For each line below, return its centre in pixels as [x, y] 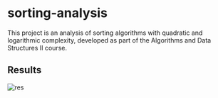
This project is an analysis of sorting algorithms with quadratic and [105, 33]
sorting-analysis [58, 13]
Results [25, 70]
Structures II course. [37, 48]
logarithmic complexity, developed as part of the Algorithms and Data [109, 40]
